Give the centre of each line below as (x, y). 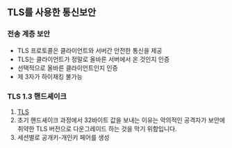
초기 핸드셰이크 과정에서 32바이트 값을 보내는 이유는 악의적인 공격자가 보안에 (121, 120)
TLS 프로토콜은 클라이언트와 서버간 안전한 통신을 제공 (90, 50)
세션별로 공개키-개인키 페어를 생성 (63, 137)
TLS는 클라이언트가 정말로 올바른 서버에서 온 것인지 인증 (93, 59)
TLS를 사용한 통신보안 (52, 13)
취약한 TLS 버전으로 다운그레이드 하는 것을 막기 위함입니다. (97, 129)
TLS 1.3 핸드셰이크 (37, 96)
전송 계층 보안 (29, 34)
